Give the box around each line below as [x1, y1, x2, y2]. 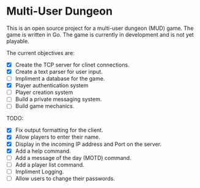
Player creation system [15, 89, 73, 96]
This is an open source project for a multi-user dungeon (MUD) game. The [6, 24, 194, 32]
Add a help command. [15, 147, 72, 154]
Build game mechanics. [15, 103, 75, 110]
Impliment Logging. [15, 168, 64, 175]
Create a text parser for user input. [15, 68, 103, 75]
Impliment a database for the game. [15, 75, 105, 82]
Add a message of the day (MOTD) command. [15, 154, 131, 161]
